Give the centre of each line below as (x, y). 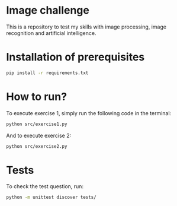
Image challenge (48, 10)
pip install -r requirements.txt (47, 73)
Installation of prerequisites (75, 57)
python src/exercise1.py (37, 124)
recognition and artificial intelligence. (51, 33)
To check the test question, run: (45, 186)
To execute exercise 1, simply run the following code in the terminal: (89, 113)
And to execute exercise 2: (39, 135)
